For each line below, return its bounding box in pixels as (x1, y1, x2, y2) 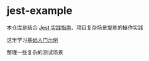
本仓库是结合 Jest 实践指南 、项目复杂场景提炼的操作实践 (6, 24, 143, 31)
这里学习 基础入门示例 (6, 36, 58, 43)
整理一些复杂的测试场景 (6, 48, 63, 56)
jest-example (6, 4, 73, 17)
